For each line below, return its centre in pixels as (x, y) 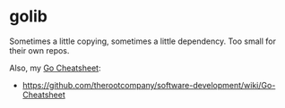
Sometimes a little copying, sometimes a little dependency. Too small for (142, 41)
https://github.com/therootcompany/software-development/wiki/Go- (149, 85)
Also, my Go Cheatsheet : (55, 68)
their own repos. (39, 50)
